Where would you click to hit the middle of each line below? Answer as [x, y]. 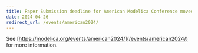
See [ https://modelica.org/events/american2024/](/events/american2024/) [97, 39]
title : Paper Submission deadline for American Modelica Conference [92, 11]
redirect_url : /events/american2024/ [52, 22]
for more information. [32, 45]
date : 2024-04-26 [27, 17]
